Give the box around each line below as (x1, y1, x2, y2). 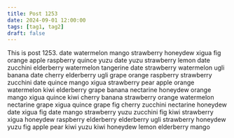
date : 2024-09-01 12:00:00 (7, 17, 86, 24)
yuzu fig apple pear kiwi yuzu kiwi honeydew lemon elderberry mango (7, 123, 210, 131)
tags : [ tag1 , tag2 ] (7, 23, 64, 30)
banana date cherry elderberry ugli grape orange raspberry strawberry (7, 71, 212, 79)
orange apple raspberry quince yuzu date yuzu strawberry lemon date (7, 56, 210, 65)
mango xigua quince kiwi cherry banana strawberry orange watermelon (7, 93, 214, 102)
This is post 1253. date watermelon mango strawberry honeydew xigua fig (7, 49, 221, 57)
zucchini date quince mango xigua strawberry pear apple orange (7, 78, 195, 87)
